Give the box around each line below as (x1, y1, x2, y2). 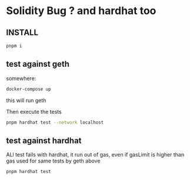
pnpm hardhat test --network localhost (6, 119, 104, 125)
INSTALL (6, 28, 39, 38)
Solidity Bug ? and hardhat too (6, 4, 156, 18)
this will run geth (6, 97, 46, 104)
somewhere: (6, 74, 36, 81)
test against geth (6, 59, 69, 69)
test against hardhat (6, 135, 82, 145)
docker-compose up (6, 86, 51, 92)
